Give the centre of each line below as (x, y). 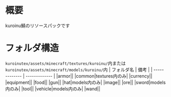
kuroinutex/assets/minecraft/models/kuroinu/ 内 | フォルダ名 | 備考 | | (79, 69)
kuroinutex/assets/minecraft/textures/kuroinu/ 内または (66, 63)
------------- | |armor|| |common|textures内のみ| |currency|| (89, 76)
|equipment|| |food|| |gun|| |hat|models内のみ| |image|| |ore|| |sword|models (85, 82)
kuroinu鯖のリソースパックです (38, 26)
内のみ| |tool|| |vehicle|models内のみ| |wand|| (53, 89)
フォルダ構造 (32, 48)
